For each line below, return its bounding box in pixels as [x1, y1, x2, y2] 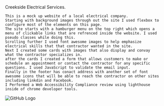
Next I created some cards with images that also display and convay [5, 48, 151, 53]
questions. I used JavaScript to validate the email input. [5, 65, 131, 70]
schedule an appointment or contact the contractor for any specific [5, 61, 151, 66]
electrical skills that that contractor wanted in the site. [5, 44, 133, 49]
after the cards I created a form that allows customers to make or [5, 56, 148, 61]
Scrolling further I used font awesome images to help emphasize [5, 39, 141, 44]
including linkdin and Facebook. [5, 78, 74, 83]
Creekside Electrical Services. [5, 4, 66, 10]
